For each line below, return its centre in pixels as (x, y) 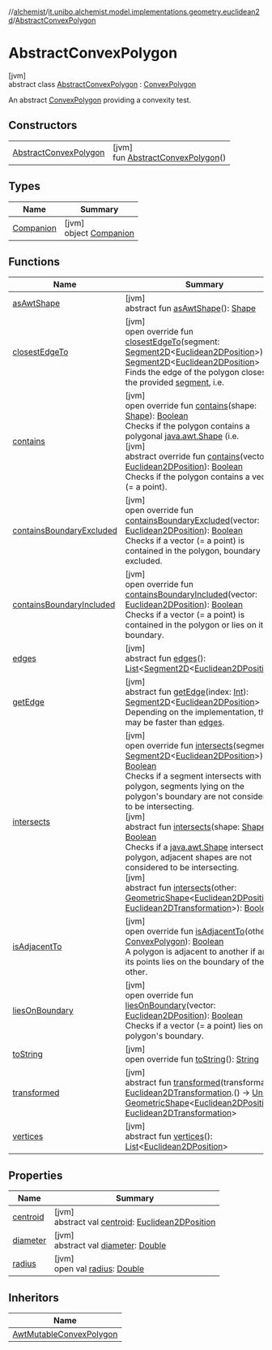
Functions (34, 262)
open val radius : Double (99, 1269)
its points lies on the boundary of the (195, 962)
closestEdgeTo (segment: (172, 342)
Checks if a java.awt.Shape (176, 848)
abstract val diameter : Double (110, 1245)
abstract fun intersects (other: (181, 888)
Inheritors (34, 1298)
